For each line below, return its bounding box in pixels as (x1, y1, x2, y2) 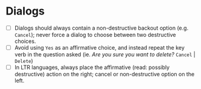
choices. (14, 38, 36, 45)
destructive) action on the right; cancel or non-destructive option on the (14, 71, 195, 78)
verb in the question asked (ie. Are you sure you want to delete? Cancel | (14, 51, 196, 58)
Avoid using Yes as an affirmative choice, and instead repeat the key (14, 44, 185, 51)
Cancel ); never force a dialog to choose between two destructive (14, 31, 177, 38)
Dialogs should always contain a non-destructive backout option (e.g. (14, 24, 189, 31)
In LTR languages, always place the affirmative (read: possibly (14, 64, 170, 71)
